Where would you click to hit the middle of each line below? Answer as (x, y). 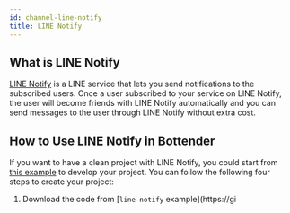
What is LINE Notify (65, 62)
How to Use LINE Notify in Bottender (112, 141)
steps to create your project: (62, 182)
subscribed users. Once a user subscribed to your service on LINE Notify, (145, 93)
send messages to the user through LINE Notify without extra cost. (132, 112)
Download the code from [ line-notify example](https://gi (129, 200)
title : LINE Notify (46, 26)
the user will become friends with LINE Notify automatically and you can (143, 103)
